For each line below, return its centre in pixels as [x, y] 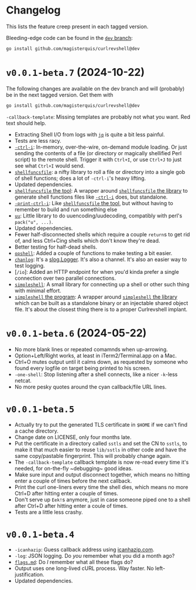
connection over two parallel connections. [65, 278]
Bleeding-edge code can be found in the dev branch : [70, 38]
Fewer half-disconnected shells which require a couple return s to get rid [102, 234]
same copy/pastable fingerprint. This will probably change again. [93, 455]
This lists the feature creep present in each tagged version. [77, 26]
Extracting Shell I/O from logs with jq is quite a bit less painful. [90, 134]
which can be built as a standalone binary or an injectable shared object [101, 303]
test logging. [30, 266]
